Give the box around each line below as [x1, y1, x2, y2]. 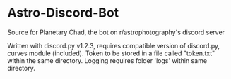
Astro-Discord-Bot [7, 5, 119, 21]
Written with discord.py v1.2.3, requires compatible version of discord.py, [7, 41, 220, 50]
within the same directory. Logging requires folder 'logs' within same [7, 56, 207, 64]
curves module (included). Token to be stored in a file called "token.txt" [7, 49, 215, 57]
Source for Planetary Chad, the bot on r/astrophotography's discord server [7, 28, 225, 36]
